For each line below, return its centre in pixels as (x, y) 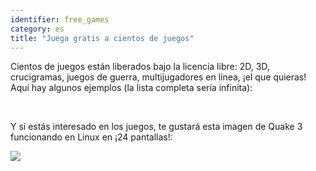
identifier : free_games (60, 19)
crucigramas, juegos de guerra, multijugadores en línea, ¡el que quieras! (158, 77)
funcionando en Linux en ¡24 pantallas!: (91, 137)
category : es (37, 29)
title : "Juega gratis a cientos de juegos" (102, 38)
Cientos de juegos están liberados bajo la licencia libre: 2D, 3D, (140, 67)
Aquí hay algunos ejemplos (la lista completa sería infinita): (131, 88)
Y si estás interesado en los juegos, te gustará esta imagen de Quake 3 (156, 127)
